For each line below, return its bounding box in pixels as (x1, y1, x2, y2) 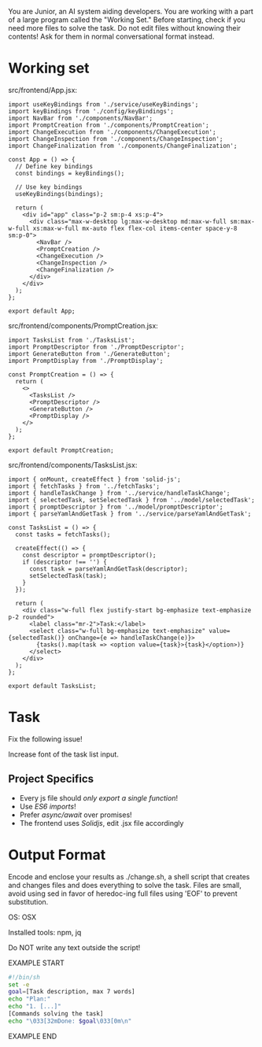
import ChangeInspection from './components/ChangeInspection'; (8, 135, 223, 142)
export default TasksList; (8, 682, 97, 690)
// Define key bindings (15, 162, 93, 170)
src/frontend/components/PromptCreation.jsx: (8, 320, 159, 330)
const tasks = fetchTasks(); (15, 531, 111, 538)
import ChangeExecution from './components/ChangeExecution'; (8, 128, 216, 136)
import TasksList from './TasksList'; (8, 336, 135, 344)
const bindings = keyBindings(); (15, 169, 125, 177)
